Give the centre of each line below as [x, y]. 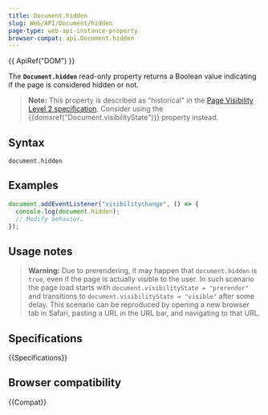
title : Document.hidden [48, 16]
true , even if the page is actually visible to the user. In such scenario [141, 279]
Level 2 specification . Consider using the [95, 109]
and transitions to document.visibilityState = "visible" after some [141, 296]
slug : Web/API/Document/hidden [61, 23]
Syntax [26, 142]
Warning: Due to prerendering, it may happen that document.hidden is [142, 271]
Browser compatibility [65, 383]
